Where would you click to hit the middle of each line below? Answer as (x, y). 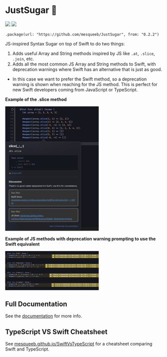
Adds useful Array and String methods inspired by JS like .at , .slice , (84, 53)
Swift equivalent (22, 244)
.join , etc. (23, 58)
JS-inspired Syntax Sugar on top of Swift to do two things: (65, 43)
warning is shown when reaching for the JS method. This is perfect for (85, 84)
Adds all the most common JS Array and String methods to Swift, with (84, 64)
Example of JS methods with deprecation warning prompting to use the (81, 239)
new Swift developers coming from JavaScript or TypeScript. (75, 89)
